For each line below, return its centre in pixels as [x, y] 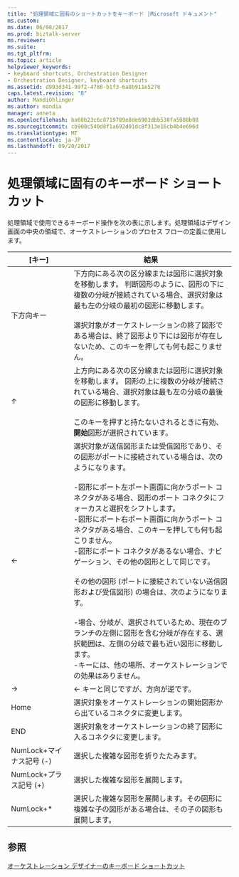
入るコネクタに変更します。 [119, 737]
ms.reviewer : [27, 41]
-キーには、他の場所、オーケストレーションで [150, 665]
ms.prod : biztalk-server [44, 34]
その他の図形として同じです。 [165, 562]
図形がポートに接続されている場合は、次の [152, 457]
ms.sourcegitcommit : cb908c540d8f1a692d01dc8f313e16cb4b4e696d [103, 126]
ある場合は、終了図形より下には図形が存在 [145, 336]
